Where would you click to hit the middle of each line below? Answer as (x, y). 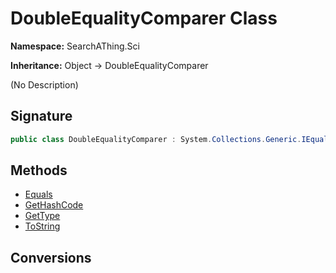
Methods (39, 170)
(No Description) (44, 84)
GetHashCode (54, 205)
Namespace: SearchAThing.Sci (75, 46)
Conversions (51, 257)
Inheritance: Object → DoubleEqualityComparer (109, 65)
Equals (38, 194)
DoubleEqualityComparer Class (144, 18)
